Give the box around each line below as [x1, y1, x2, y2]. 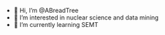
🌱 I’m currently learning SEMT [13, 21, 98, 28]
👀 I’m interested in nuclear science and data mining [13, 13, 159, 22]
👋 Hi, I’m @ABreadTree [13, 7, 79, 14]
